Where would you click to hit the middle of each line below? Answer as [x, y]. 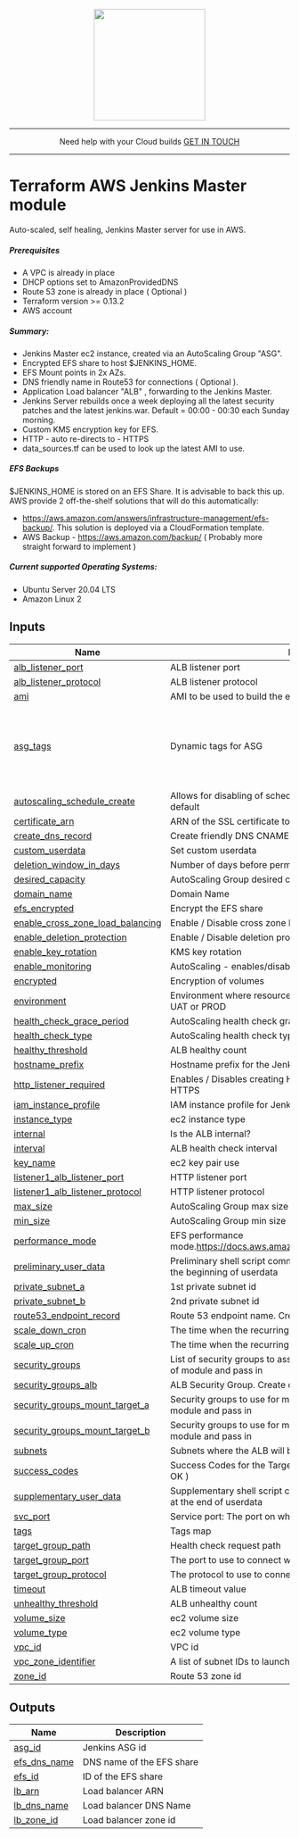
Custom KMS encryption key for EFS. [90, 429]
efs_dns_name [44, 1762]
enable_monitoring [53, 966]
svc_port [32, 1516]
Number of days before [219, 864]
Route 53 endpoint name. [223, 1315]
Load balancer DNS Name [137, 1806]
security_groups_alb [56, 1385]
